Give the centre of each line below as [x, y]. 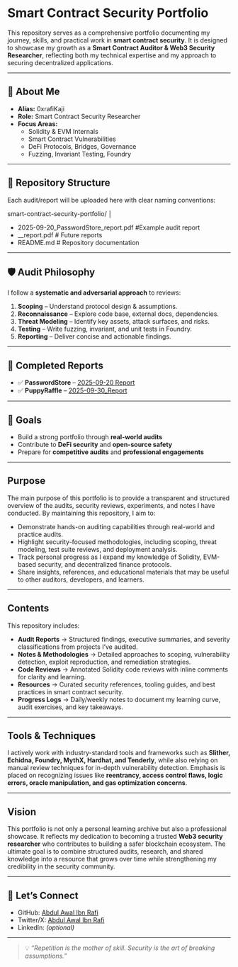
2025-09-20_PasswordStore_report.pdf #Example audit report [109, 227]
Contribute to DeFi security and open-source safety [95, 445]
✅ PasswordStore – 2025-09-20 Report [76, 383]
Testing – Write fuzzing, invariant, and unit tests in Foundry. [105, 329]
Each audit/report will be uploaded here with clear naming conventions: [112, 200]
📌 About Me [34, 92]
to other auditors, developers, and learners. [81, 579]
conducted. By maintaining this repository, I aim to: [81, 513]
